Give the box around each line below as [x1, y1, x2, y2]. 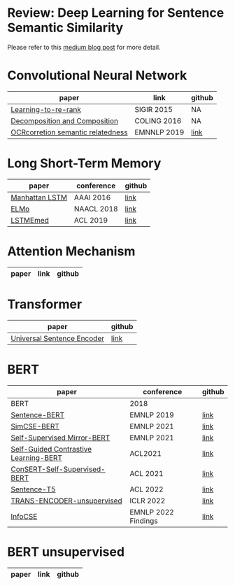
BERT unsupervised [7, 544, 124, 559]
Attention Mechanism [7, 244, 136, 259]
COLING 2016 [134, 116, 182, 125]
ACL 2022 [129, 484, 164, 494]
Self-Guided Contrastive [10, 444, 92, 454]
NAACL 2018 [73, 204, 118, 214]
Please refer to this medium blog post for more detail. [7, 43, 161, 51]
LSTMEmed [10, 215, 49, 225]
